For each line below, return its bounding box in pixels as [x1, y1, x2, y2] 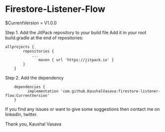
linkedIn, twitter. [5, 111, 38, 117]
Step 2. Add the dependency [5, 74, 64, 80]
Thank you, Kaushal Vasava [5, 121, 62, 127]
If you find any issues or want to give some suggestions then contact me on [5, 106, 160, 112]
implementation [27, 88, 58, 94]
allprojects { [5, 44, 35, 49]
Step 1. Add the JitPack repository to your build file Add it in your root [5, 29, 147, 35]
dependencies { [14, 84, 46, 89]
